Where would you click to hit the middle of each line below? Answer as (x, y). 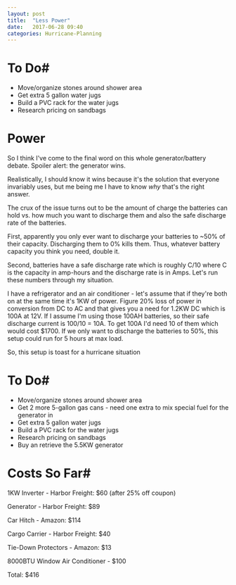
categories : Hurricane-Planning (54, 33)
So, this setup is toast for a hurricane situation (74, 352)
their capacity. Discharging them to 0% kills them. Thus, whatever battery (114, 244)
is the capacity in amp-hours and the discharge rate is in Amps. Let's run (113, 272)
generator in (35, 415)
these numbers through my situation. (61, 280)
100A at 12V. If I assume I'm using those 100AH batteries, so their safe (108, 316)
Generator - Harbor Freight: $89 (54, 507)
